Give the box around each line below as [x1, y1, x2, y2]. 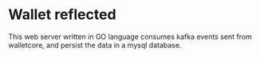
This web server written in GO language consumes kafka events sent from [8, 32, 253, 41]
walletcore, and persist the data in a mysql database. [8, 40, 182, 49]
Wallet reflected [8, 6, 117, 24]
